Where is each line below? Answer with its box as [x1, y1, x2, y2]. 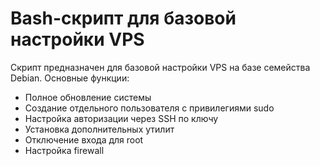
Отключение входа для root [24, 133, 144, 146]
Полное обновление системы [24, 91, 152, 103]
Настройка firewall [24, 144, 105, 156]
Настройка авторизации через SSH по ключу [24, 112, 219, 124]
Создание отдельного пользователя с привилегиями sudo [24, 102, 275, 114]
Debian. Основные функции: [10, 72, 130, 84]
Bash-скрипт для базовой [10, 7, 237, 30]
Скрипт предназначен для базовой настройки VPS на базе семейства [10, 61, 311, 73]
